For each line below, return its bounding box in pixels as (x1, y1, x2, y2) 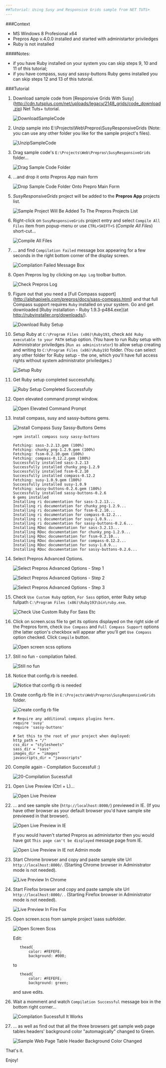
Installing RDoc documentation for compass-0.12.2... (12, 538, 126, 543)
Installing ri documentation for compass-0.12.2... (12, 512, 122, 517)
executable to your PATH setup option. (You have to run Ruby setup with (12, 336, 162, 342)
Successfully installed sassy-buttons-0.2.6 (12, 490, 107, 495)
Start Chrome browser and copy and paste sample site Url (12, 856, 132, 862)
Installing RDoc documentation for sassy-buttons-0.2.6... (12, 547, 138, 552)
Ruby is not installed (12, 41, 55, 47)
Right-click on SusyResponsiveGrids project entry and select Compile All (12, 217, 161, 223)
